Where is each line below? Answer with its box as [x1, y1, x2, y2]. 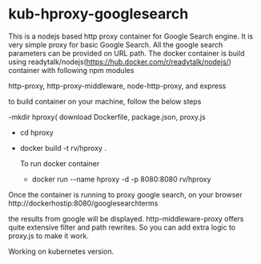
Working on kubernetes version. [8, 246, 114, 256]
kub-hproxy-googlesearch [8, 5, 189, 23]
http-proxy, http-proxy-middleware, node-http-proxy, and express [8, 81, 227, 91]
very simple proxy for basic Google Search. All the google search [8, 39, 223, 49]
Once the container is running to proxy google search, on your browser [8, 189, 243, 199]
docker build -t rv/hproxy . [19, 143, 106, 152]
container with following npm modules [8, 65, 135, 75]
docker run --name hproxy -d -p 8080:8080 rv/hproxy [31, 174, 211, 184]
